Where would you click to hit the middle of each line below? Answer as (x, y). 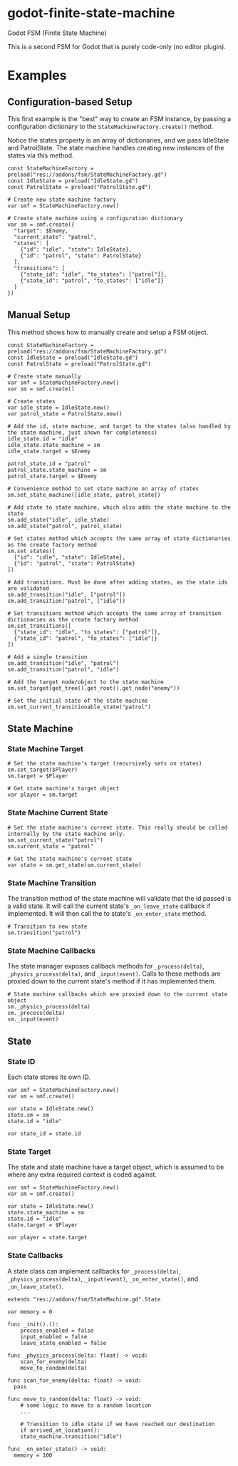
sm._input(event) (33, 1020)
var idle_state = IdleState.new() (59, 408)
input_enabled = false (54, 1337)
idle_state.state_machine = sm (54, 445)
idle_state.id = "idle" (43, 439)
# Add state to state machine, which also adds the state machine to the (119, 507)
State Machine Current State (58, 812)
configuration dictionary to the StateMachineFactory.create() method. (110, 126)
